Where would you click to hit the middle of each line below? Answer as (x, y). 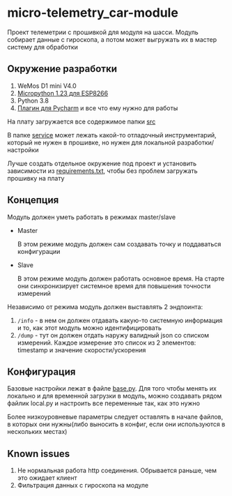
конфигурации (39, 251)
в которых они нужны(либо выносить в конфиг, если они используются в (116, 424)
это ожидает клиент (47, 478)
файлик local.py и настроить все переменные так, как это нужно (104, 403)
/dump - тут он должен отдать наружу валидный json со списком (113, 335)
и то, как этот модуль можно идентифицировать (89, 328)
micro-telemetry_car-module (93, 13)
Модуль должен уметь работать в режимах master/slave (92, 217)
